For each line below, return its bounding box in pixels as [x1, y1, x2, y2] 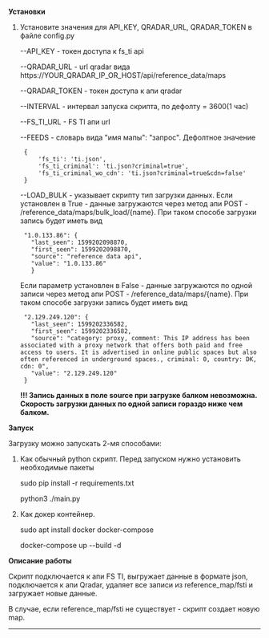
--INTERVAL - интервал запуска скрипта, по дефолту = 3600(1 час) [19, 102, 249, 111]
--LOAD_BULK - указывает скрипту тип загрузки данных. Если [19, 190, 234, 200]
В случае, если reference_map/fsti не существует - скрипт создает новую [8, 604, 260, 613]
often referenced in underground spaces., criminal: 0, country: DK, [19, 356, 258, 364]
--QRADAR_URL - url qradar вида [19, 62, 130, 71]
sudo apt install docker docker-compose [19, 525, 155, 534]
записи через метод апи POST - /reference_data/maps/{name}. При [19, 289, 249, 299]
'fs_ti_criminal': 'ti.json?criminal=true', [38, 162, 190, 170]
